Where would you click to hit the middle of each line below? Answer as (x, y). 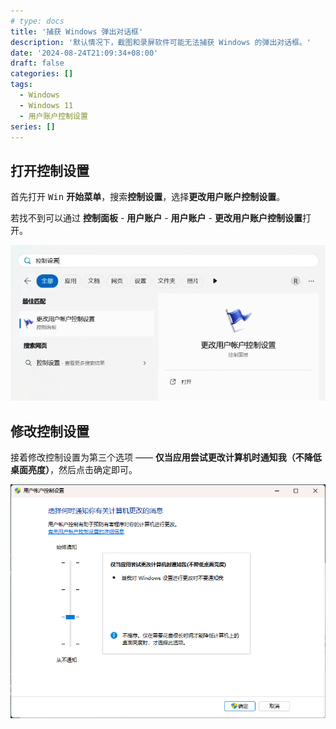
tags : (21, 85)
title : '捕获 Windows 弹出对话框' (77, 31)
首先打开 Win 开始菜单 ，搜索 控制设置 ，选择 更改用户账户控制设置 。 (148, 197)
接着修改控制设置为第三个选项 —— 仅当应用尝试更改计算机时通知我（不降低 (166, 457)
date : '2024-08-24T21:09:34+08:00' (84, 53)
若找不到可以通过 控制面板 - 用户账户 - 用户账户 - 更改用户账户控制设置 (156, 218)
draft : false (37, 63)
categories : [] (42, 74)
